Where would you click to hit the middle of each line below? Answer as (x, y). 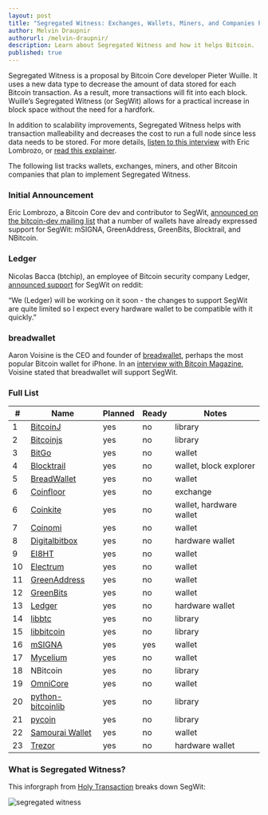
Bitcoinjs (47, 440)
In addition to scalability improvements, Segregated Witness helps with (125, 125)
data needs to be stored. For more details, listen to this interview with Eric (129, 142)
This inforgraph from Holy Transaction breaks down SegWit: (107, 787)
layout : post (30, 16)
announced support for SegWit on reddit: (76, 284)
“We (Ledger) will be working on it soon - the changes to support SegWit (128, 300)
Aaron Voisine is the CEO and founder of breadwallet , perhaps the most (126, 355)
